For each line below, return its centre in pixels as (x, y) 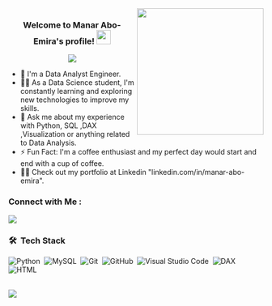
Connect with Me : (45, 202)
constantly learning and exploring (76, 91)
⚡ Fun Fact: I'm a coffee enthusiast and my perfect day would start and (138, 152)
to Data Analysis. (48, 143)
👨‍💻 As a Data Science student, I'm (77, 83)
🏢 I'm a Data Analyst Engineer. (70, 74)
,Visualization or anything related (75, 134)
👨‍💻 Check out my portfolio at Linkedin (83, 172)
